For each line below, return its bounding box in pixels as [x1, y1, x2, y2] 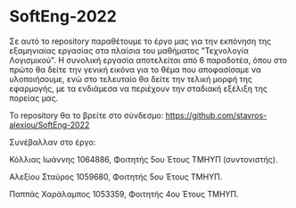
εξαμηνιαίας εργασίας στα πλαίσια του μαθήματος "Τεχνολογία [9, 45, 250, 55]
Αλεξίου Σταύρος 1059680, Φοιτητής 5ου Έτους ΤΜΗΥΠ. [9, 171, 223, 182]
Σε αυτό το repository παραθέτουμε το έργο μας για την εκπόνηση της [9, 36, 272, 46]
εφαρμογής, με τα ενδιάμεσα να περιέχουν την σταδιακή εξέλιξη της [9, 83, 267, 94]
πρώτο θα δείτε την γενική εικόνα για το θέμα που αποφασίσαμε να [9, 64, 261, 75]
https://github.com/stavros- [165, 110, 267, 121]
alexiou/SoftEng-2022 [9, 119, 90, 130]
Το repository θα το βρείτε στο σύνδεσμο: [9, 110, 164, 121]
